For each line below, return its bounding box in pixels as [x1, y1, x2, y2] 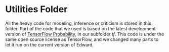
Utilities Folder [5, 4, 68, 15]
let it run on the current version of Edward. [5, 41, 94, 47]
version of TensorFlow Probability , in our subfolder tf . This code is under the [5, 31, 164, 37]
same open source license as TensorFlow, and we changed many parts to [5, 36, 159, 42]
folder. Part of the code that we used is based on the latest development [5, 25, 156, 31]
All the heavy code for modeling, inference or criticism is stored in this [5, 20, 152, 26]
